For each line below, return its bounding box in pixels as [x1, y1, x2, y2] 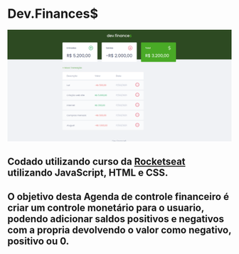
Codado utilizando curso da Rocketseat [7, 155, 186, 167]
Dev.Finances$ [7, 6, 98, 22]
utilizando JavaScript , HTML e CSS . [7, 166, 169, 179]
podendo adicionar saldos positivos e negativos [7, 213, 224, 226]
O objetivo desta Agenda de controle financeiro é [7, 191, 230, 203]
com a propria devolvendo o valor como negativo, [7, 224, 232, 236]
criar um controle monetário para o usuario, [7, 202, 205, 214]
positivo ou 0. [7, 236, 70, 248]
